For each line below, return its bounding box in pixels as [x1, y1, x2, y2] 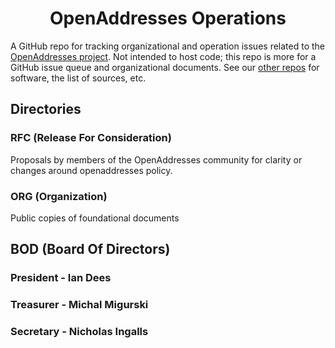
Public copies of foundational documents [10, 212, 180, 224]
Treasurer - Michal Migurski [10, 298, 149, 312]
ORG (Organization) [10, 189, 108, 203]
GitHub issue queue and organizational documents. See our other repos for [10, 61, 320, 73]
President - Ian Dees [10, 271, 112, 285]
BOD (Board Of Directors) [10, 241, 171, 258]
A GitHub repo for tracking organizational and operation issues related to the [10, 40, 326, 52]
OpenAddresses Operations [49, 7, 287, 30]
